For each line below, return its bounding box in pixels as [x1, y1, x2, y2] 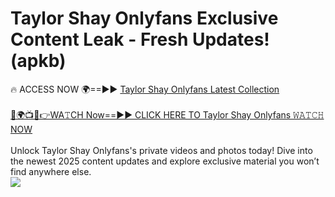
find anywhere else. [10, 165, 92, 177]
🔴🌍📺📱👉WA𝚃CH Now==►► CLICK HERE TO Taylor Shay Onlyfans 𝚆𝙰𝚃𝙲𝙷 [10, 108, 325, 121]
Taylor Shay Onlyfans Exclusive [10, 7, 279, 30]
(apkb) [10, 50, 67, 72]
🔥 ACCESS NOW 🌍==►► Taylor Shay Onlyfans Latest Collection [10, 83, 280, 95]
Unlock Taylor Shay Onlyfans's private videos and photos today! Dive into [10, 144, 313, 156]
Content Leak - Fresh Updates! [10, 28, 270, 51]
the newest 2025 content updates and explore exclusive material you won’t [10, 155, 320, 167]
